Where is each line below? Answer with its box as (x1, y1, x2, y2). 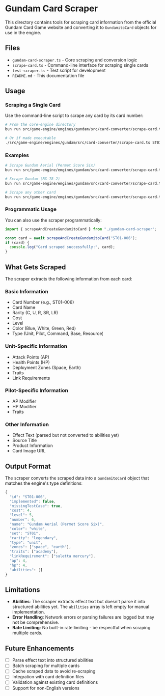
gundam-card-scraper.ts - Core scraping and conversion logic (12, 57, 137, 63)
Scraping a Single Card (5, 102, 61, 109)
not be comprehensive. (12, 619, 59, 625)
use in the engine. (5, 29, 42, 35)
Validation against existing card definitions (12, 679, 98, 685)
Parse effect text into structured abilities (12, 657, 93, 663)
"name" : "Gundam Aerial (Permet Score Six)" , (9, 522, 105, 527)
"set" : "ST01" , (9, 531, 41, 536)
